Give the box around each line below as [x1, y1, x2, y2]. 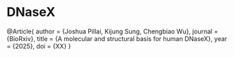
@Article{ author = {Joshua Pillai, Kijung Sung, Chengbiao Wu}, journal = [6, 27, 218, 35]
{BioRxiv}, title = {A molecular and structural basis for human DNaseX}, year [6, 34, 228, 42]
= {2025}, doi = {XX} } [6, 42, 71, 50]
